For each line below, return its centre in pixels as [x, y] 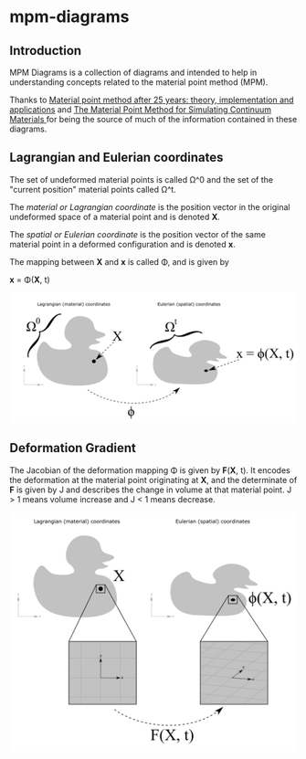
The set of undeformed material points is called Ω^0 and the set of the [142, 179]
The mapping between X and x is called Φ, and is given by [120, 261]
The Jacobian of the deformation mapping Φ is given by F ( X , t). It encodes [150, 470]
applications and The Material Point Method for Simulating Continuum [141, 110]
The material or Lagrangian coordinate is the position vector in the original [150, 206]
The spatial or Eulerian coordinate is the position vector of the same [138, 234]
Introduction [46, 51]
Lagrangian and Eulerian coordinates [116, 158]
